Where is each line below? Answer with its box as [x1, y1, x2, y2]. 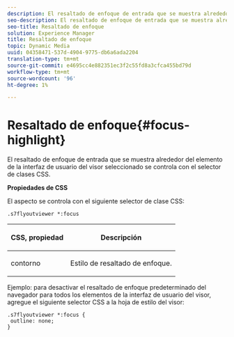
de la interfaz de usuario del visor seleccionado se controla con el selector [7, 163, 221, 171]
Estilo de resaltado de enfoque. [70, 258, 172, 268]
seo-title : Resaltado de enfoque [7, 23, 104, 30]
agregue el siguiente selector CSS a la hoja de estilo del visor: [7, 298, 185, 306]
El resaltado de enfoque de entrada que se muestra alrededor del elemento [7, 155, 223, 164]
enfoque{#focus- [86, 118, 190, 133]
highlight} [7, 132, 66, 148]
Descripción [100, 233, 142, 242]
